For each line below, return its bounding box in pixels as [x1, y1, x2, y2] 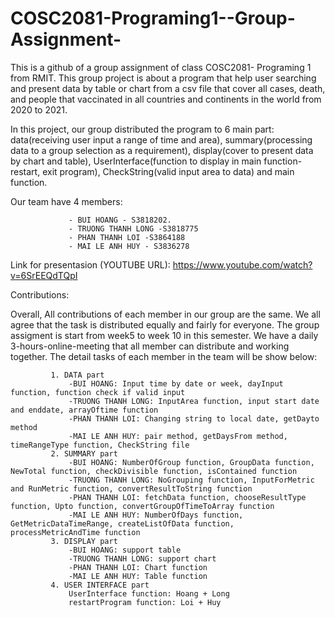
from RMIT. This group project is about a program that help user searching [10, 72, 317, 84]
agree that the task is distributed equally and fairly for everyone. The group [10, 318, 320, 331]
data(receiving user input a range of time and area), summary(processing [10, 133, 313, 146]
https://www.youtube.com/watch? [172, 258, 313, 271]
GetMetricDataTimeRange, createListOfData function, [10, 518, 235, 529]
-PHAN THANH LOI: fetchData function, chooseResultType [68, 492, 307, 502]
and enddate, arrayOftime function [10, 405, 159, 415]
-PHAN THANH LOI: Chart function [68, 562, 208, 572]
